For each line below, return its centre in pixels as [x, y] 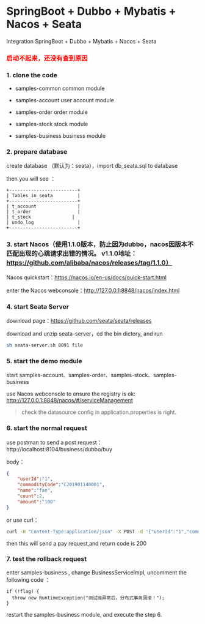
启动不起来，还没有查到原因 [47, 58]
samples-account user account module [65, 100]
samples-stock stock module [52, 124]
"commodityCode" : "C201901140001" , [61, 485]
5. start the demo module [44, 361]
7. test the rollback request [47, 559]
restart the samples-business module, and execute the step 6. [84, 614]
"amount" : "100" [37, 502]
